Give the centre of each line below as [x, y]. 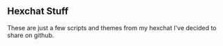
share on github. [31, 35]
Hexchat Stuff [38, 11]
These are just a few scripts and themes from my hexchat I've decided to [112, 27]
